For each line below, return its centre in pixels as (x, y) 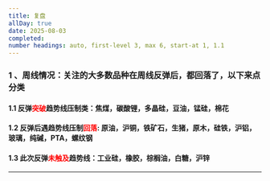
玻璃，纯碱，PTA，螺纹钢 (51, 138)
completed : (27, 38)
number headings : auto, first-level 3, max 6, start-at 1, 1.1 (117, 46)
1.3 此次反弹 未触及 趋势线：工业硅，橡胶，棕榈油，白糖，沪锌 (109, 158)
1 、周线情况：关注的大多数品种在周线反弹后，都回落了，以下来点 (135, 76)
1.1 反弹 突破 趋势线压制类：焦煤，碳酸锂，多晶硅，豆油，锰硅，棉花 (119, 108)
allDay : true (30, 23)
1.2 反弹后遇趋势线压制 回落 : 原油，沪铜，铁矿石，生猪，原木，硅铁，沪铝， (132, 128)
